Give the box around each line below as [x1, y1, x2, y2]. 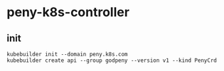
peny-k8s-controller [6, 4, 129, 20]
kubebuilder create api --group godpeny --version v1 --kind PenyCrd [6, 57, 218, 64]
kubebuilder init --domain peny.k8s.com [6, 51, 129, 58]
